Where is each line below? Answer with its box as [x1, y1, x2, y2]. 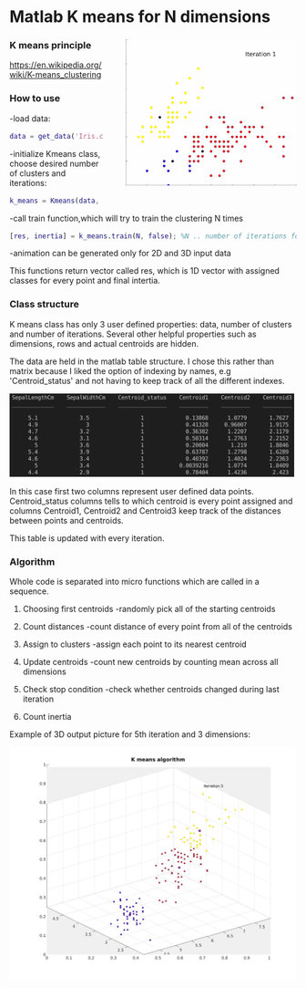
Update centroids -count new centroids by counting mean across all [22, 657, 279, 668]
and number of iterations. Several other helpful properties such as [9, 328, 257, 339]
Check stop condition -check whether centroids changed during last [22, 684, 280, 695]
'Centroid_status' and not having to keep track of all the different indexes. [9, 375, 285, 386]
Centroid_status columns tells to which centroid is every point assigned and [9, 495, 293, 507]
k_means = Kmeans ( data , [9, 196, 100, 205]
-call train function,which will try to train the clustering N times [9, 213, 244, 224]
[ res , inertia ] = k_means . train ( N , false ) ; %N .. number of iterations [9, 231, 288, 241]
